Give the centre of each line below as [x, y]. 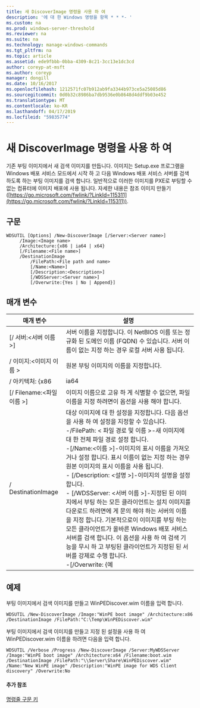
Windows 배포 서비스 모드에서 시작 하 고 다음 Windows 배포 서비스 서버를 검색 [98, 173]
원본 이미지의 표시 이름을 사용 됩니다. [115, 466]
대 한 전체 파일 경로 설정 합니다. [107, 439]
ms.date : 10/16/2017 [32, 84]
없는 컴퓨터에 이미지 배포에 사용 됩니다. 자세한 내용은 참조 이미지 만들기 [89, 188]
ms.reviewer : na [26, 34]
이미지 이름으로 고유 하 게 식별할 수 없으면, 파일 [128, 392]
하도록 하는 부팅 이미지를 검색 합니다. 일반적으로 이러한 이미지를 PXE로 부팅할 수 [99, 181]
